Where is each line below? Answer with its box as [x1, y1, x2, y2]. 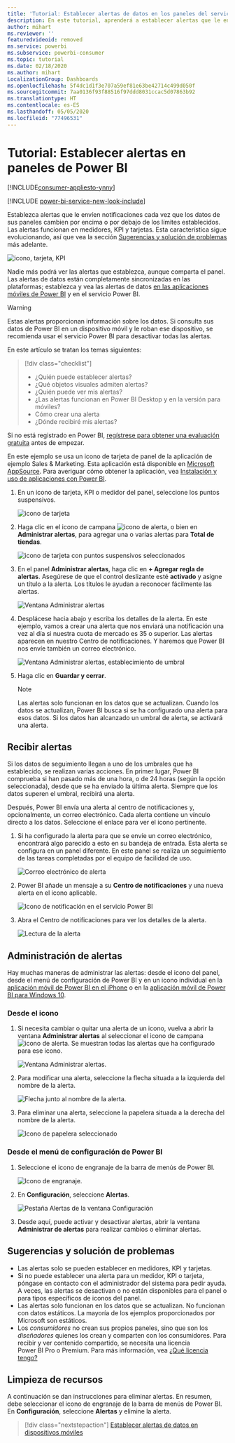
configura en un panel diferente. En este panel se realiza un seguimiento [17, 846, 227, 855]
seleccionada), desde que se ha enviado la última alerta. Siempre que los [7, 782, 218, 790]
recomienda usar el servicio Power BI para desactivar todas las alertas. [7, 331, 212, 340]
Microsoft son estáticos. [17, 1316, 87, 1324]
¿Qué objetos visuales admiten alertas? [34, 380, 148, 388]
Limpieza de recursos [7, 1374, 104, 1385]
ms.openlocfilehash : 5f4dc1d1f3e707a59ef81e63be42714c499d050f [7, 82, 196, 89]
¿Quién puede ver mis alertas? [34, 387, 123, 396]
